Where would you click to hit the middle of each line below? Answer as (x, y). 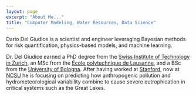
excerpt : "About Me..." (35, 17)
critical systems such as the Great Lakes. (56, 88)
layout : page (22, 11)
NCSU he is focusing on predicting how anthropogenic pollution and (89, 76)
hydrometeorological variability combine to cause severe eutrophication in (96, 82)
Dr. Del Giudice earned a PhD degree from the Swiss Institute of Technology (98, 57)
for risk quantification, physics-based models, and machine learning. (89, 45)
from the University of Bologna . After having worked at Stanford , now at (93, 69)
